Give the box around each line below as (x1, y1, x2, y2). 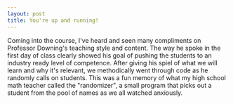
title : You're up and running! (7, 17, 99, 24)
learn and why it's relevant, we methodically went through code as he (7, 66, 208, 74)
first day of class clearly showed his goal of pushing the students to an (7, 51, 212, 60)
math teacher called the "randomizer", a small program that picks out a (7, 81, 212, 89)
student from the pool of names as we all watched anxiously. (7, 89, 183, 97)
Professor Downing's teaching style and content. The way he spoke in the (7, 44, 221, 52)
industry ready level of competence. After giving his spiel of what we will (7, 58, 218, 67)
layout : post (7, 10, 46, 18)
